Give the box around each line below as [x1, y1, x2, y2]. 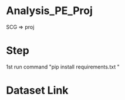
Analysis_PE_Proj [6, 4, 93, 18]
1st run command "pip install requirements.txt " [6, 63, 120, 70]
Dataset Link [6, 84, 69, 97]
